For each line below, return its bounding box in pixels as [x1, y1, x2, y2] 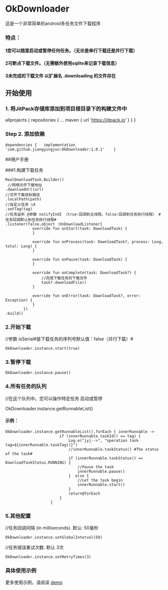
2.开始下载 [5, 324, 31, 331]
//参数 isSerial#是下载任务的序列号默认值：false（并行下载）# [5, 336, 134, 342]
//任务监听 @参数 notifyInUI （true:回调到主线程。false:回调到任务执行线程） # [5, 211, 161, 217]
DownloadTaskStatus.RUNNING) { [5, 460, 71, 465]
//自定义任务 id [5, 202, 36, 207]
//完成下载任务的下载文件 [41, 276, 87, 281]
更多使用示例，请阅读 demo [5, 579, 63, 585]
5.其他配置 [5, 512, 31, 519]
